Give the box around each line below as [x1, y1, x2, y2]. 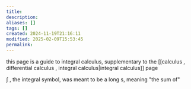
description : [6, 14, 39, 20]
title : [6, 8, 23, 15]
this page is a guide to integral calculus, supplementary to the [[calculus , [6, 58, 186, 65]
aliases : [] [6, 20, 36, 26]
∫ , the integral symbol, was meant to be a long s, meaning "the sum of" [6, 75, 180, 83]
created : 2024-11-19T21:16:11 [6, 31, 81, 37]
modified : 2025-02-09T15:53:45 [6, 36, 84, 42]
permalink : [6, 42, 33, 48]
